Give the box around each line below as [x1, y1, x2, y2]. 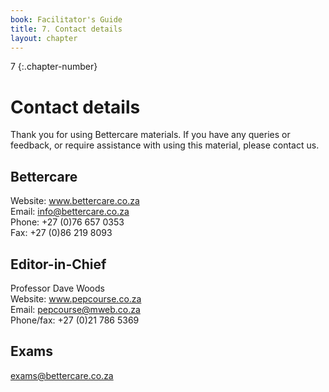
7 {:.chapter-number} [10, 61, 98, 73]
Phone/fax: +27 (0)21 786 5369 [10, 314, 140, 326]
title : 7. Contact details [10, 24, 123, 34]
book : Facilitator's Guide [10, 14, 123, 25]
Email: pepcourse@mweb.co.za [10, 303, 141, 315]
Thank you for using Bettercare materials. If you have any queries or [10, 129, 291, 141]
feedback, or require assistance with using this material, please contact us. [10, 139, 320, 151]
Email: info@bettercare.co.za [10, 206, 130, 218]
